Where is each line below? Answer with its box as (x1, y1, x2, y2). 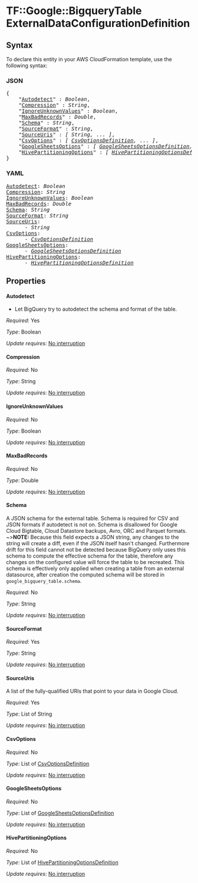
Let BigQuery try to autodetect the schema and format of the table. (14, 305, 177, 313)
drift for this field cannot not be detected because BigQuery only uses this (6, 546, 186, 553)
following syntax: (6, 62, 48, 69)
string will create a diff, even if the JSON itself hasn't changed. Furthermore (6, 540, 190, 546)
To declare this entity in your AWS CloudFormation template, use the (6, 56, 172, 62)
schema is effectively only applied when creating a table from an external (6, 565, 184, 572)
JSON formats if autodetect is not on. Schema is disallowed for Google (6, 521, 178, 528)
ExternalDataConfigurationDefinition (6, 17, 190, 30)
